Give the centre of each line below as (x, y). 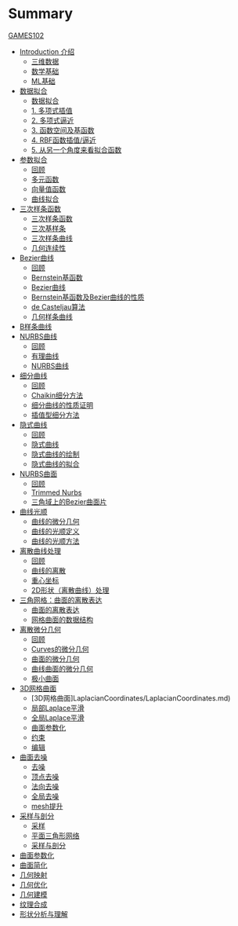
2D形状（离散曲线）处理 (70, 590)
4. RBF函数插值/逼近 (63, 140)
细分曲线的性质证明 (62, 404)
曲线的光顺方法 (55, 541)
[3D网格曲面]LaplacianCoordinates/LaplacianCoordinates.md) (131, 698)
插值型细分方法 (55, 415)
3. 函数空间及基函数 (63, 130)
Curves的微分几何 (60, 649)
